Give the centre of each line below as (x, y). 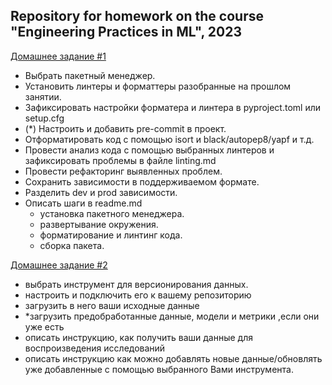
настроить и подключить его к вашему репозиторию (138, 295)
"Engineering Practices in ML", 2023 (126, 32)
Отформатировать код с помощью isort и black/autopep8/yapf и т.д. (169, 139)
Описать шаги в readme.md (83, 203)
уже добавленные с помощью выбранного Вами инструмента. (159, 369)
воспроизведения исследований (95, 348)
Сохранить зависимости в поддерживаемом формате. (142, 181)
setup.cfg (44, 118)
